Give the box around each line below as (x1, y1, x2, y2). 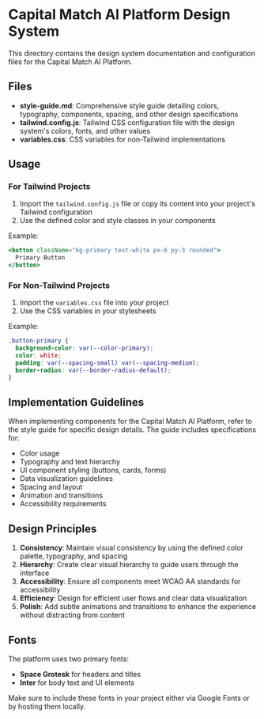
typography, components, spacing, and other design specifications (19, 109, 239, 119)
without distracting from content (19, 611, 125, 620)
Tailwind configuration (19, 207, 92, 217)
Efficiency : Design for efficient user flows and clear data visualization (19, 593, 247, 603)
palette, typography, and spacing (19, 551, 128, 561)
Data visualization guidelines (19, 474, 113, 483)
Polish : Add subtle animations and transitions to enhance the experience (19, 602, 257, 611)
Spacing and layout (19, 482, 83, 492)
